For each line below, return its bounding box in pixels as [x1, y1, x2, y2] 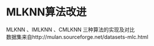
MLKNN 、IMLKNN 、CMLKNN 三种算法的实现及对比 [6, 26, 135, 33]
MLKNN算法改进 [6, 5, 87, 19]
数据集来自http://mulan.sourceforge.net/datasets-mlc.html [6, 33, 149, 40]
